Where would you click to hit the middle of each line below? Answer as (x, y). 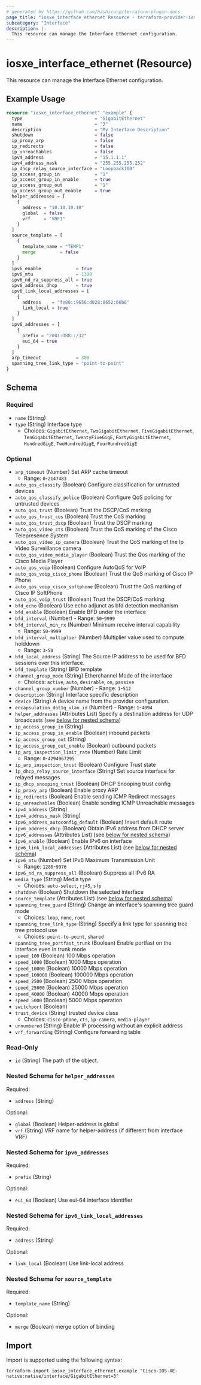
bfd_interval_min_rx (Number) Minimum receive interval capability (98, 624)
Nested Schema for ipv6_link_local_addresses (75, 1215)
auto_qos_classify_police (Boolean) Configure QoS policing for (93, 497)
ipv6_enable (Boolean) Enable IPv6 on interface (73, 841)
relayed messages (37, 777)
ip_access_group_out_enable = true (61, 191)
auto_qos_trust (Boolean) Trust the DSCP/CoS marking (83, 510)
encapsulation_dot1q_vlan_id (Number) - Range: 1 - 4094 (83, 707)
